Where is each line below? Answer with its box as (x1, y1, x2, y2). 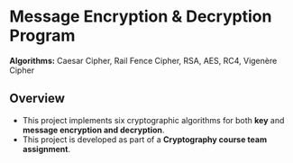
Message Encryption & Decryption (9, 6, 272, 27)
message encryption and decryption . (22, 124, 165, 135)
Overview (9, 91, 66, 106)
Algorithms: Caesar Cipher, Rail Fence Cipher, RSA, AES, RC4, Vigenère (9, 55, 278, 66)
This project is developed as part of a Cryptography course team (22, 133, 268, 145)
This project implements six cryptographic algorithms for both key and (22, 114, 285, 125)
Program (9, 25, 76, 46)
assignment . (22, 143, 70, 154)
